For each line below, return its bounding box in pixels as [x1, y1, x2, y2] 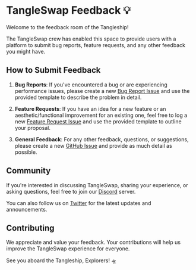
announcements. [6, 206, 48, 213]
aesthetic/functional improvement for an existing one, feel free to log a [14, 111, 188, 119]
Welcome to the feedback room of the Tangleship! [6, 23, 129, 30]
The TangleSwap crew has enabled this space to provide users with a [6, 35, 176, 42]
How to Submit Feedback [6, 65, 101, 75]
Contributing [6, 223, 55, 233]
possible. [14, 148, 37, 156]
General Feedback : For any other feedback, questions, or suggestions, [14, 135, 189, 143]
